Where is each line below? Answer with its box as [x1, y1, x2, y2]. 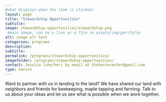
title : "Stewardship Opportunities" [5, 16, 81, 21]
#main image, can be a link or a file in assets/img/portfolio [7, 30, 141, 35]
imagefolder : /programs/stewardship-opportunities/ [5, 58, 114, 63]
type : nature [5, 67, 32, 72]
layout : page [5, 12, 32, 17]
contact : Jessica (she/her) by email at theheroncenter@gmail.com [5, 62, 145, 67]
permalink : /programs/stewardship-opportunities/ [5, 53, 110, 58]
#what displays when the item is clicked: [5, 7, 94, 12]
